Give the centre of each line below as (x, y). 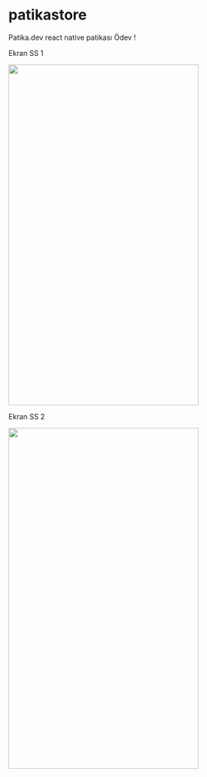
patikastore (48, 15)
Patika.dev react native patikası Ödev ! (72, 37)
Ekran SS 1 (26, 53)
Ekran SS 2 (27, 416)
